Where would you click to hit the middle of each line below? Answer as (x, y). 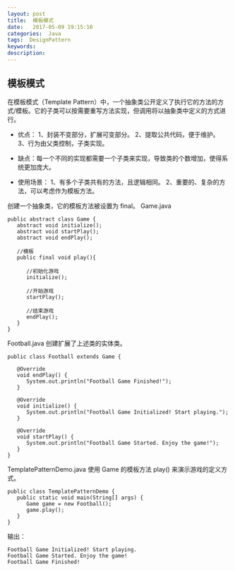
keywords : (22, 47)
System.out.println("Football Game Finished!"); (99, 381)
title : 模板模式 (31, 20)
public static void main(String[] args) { (80, 498)
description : (26, 54)
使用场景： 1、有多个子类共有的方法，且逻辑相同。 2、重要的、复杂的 (118, 182)
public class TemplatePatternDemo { (61, 491)
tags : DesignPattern (39, 40)
